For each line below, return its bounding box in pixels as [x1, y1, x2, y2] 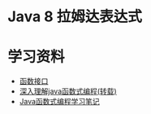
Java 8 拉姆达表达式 [7, 7, 143, 26]
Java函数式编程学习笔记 [19, 97, 101, 107]
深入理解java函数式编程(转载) [19, 86, 117, 96]
